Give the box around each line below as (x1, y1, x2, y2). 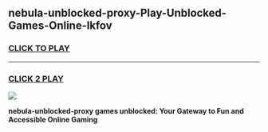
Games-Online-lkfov (8, 19, 113, 33)
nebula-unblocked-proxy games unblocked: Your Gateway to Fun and (8, 106, 245, 115)
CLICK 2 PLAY (8, 73, 64, 84)
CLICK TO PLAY (8, 43, 70, 54)
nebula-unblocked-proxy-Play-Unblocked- (8, 6, 227, 20)
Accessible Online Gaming (8, 114, 98, 124)
